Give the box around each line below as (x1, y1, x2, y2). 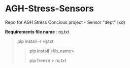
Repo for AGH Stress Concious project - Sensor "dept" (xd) (5, 19, 126, 25)
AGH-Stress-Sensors (5, 3, 94, 14)
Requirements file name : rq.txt (5, 29, 69, 34)
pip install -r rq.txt (17, 38, 54, 44)
